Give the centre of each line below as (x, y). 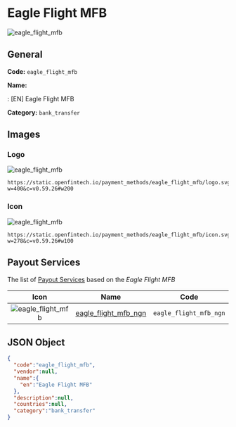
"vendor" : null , (36, 372)
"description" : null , (44, 398)
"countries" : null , (41, 404)
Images (24, 135)
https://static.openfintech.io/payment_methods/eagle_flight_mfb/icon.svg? (120, 235)
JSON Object (36, 342)
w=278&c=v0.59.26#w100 (40, 241)
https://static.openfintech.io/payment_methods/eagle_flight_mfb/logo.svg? (120, 183)
